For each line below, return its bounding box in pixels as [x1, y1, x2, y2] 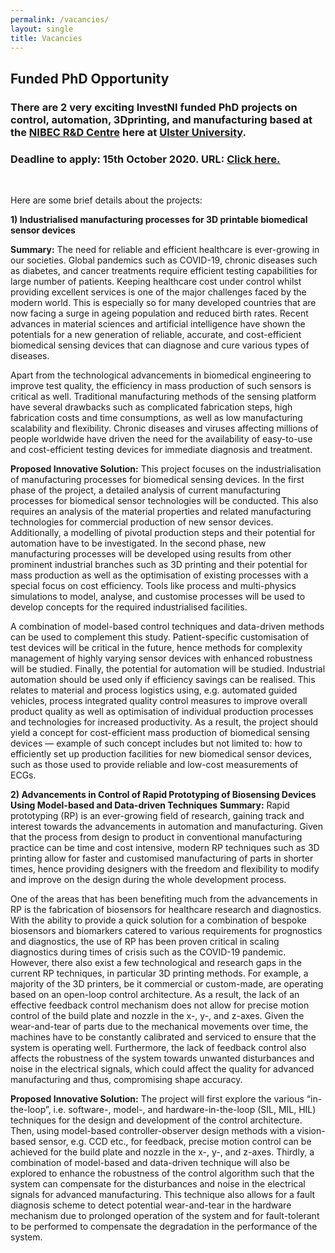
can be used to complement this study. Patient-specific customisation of [10, 631, 310, 643]
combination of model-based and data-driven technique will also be [10, 1156, 290, 1168]
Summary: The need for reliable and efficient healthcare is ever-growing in [10, 243, 320, 255]
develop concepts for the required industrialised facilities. [10, 601, 248, 613]
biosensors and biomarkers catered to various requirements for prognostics [10, 924, 323, 936]
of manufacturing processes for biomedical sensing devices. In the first [10, 473, 305, 485]
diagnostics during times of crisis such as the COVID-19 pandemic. [10, 946, 287, 958]
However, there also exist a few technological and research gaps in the [10, 956, 302, 968]
